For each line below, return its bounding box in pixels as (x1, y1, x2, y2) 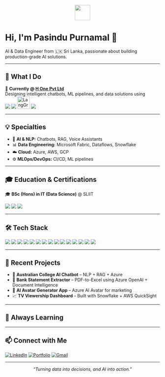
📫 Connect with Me (5, 337, 67, 345)
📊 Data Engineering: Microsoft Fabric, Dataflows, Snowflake (12, 142, 137, 147)
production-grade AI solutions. (5, 54, 67, 59)
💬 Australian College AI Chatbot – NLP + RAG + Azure (12, 272, 123, 277)
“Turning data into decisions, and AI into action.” (33, 366, 132, 372)
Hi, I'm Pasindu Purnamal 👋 (5, 32, 117, 43)
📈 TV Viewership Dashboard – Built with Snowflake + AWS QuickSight (12, 293, 157, 298)
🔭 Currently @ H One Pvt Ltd (5, 86, 64, 91)
